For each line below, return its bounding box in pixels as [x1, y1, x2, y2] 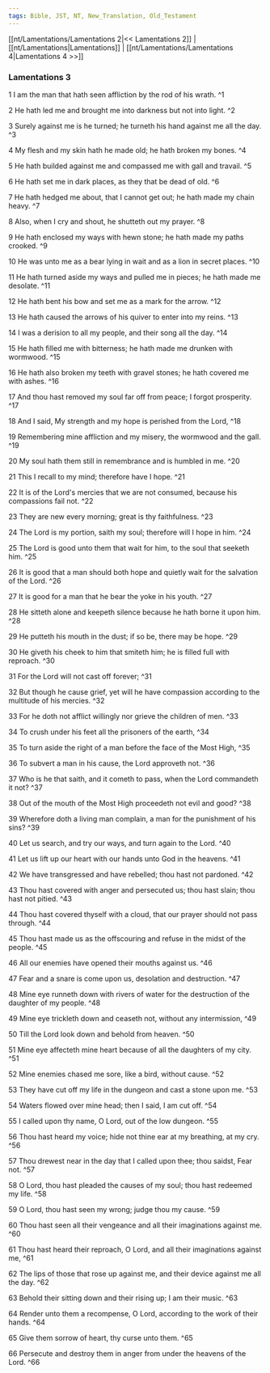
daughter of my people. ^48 [8, 998, 101, 1008]
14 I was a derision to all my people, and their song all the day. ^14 [8, 327, 228, 337]
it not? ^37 [8, 782, 43, 792]
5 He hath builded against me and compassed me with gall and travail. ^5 [8, 161, 252, 171]
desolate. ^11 [8, 281, 51, 290]
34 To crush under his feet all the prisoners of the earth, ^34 [8, 727, 210, 737]
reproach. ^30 [8, 656, 55, 665]
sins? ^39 [8, 822, 40, 832]
